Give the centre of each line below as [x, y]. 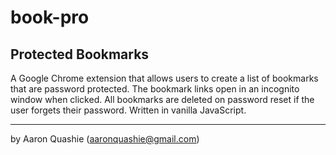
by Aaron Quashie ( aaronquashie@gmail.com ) [105, 139]
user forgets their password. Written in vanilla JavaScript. [128, 110]
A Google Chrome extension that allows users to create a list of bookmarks [164, 78]
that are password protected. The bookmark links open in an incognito [155, 89]
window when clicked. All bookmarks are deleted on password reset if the [162, 99]
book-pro [50, 17]
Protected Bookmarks [80, 54]
